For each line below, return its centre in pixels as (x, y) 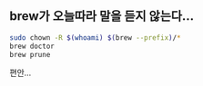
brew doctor (32, 46)
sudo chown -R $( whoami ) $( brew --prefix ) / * (95, 38)
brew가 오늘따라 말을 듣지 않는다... (102, 16)
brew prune (30, 54)
